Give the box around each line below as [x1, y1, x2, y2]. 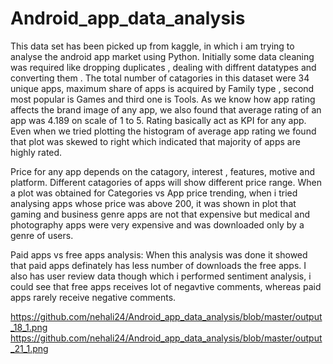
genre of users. [10, 229, 74, 241]
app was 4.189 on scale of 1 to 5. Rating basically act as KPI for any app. [10, 114, 307, 126]
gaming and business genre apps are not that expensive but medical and [10, 208, 310, 220]
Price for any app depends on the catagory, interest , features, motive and [10, 165, 316, 177]
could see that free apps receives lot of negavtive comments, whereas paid [10, 280, 322, 292]
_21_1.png [10, 342, 49, 354]
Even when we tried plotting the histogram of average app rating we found [10, 125, 317, 137]
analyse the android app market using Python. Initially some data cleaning [10, 50, 315, 62]
